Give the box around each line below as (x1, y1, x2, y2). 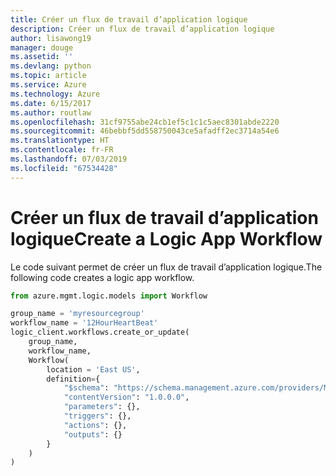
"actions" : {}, (63, 420, 128, 430)
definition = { (46, 374, 101, 384)
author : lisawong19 (10, 33, 92, 43)
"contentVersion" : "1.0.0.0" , (63, 392, 190, 403)
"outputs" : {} (63, 429, 123, 440)
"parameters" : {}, (63, 402, 141, 412)
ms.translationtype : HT (10, 136, 110, 146)
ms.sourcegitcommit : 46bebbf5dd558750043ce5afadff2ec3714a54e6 (10, 126, 280, 136)
